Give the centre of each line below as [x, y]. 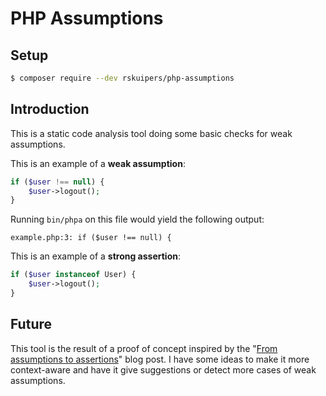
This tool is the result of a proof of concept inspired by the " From [144, 348]
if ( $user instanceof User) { [73, 275]
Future [31, 324]
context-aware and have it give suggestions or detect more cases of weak [163, 369]
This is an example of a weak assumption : [98, 163]
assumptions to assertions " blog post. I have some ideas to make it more [160, 359]
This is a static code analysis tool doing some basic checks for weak [151, 133]
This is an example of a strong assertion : [95, 256]
